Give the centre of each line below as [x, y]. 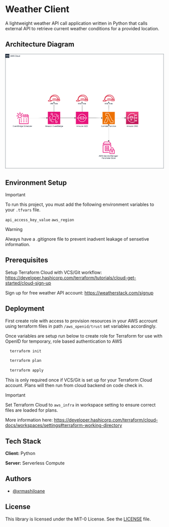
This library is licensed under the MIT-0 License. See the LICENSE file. [78, 519]
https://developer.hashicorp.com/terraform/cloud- [106, 420]
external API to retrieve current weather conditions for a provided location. [82, 28]
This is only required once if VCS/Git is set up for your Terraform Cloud [79, 380]
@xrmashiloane [29, 491]
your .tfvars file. [23, 209]
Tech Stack [23, 441]
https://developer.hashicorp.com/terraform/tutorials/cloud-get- [71, 277]
